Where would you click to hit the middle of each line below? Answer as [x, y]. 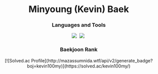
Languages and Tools [79, 25]
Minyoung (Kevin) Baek [79, 9]
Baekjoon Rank [79, 50]
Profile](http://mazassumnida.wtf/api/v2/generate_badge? [92, 60]
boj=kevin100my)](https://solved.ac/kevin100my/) [79, 66]
